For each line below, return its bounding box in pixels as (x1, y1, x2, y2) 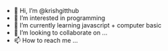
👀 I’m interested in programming (13, 14, 106, 22)
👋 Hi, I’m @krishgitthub (13, 7, 80, 14)
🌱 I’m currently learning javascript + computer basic (13, 21, 162, 29)
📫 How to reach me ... (13, 37, 78, 44)
